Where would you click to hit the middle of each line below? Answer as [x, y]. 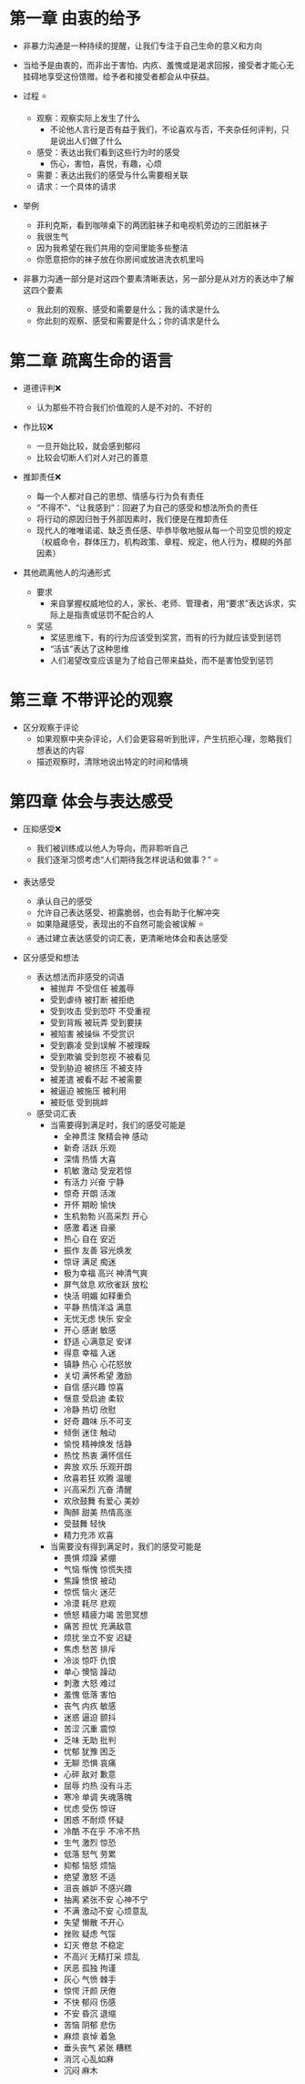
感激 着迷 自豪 [90, 1227]
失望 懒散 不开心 [94, 1922]
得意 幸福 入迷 [90, 1352]
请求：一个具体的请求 [76, 186]
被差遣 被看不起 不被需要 [96, 1079]
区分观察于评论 [51, 727]
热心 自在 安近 [90, 1238]
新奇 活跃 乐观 [90, 1147]
